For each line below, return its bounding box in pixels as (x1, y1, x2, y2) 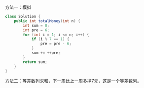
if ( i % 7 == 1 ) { (31, 37, 70, 42)
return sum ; (23, 59, 48, 65)
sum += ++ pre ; (31, 50, 61, 55)
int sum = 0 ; (23, 23, 50, 28)
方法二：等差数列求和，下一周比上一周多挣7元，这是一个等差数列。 (5, 78, 142, 84)
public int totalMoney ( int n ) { (14, 19, 80, 23)
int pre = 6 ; (23, 27, 50, 33)
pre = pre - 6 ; (40, 41, 72, 46)
